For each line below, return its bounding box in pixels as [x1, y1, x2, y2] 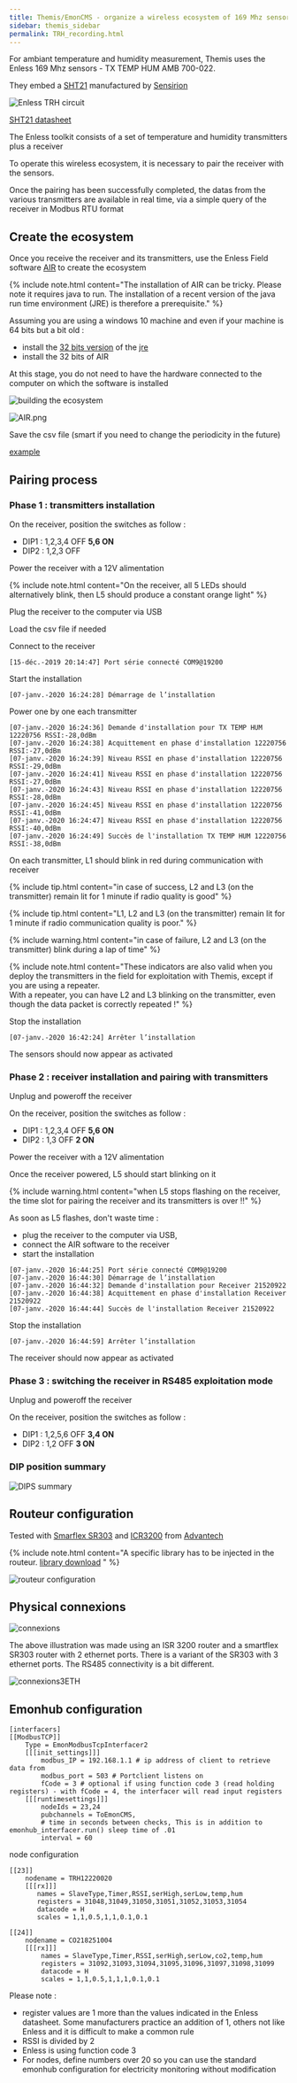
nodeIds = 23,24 [41, 1803, 101, 1812]
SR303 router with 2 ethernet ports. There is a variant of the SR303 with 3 [9, 1649, 278, 1661]
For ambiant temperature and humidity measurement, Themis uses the [9, 54, 266, 65]
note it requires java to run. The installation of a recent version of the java [9, 289, 276, 299]
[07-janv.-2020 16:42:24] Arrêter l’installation [9, 1033, 196, 1041]
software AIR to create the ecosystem [9, 262, 147, 273]
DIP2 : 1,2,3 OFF [21, 546, 81, 556]
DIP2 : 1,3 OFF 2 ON [21, 1134, 95, 1145]
